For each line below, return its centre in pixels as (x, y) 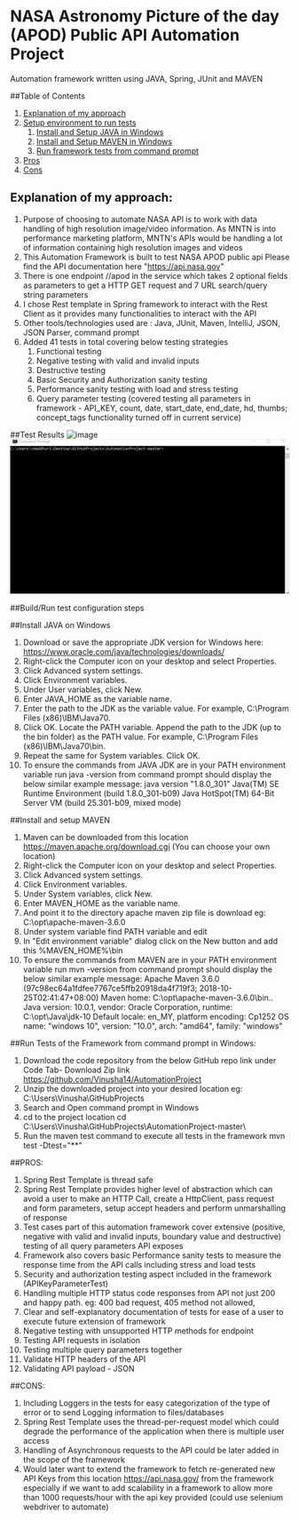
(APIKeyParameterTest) (66, 1284)
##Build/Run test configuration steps (77, 608)
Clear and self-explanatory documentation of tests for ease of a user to (153, 1312)
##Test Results (37, 434)
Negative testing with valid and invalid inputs (118, 361)
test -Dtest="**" (52, 1146)
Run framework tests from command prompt (117, 151)
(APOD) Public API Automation (125, 35)
